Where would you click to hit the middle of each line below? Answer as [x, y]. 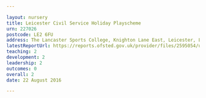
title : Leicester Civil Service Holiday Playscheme [74, 23]
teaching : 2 [21, 52]
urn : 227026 [21, 29]
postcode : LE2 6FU [30, 34]
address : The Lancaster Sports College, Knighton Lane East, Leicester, [101, 40]
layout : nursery [27, 17]
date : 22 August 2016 [34, 80]
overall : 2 [20, 74]
